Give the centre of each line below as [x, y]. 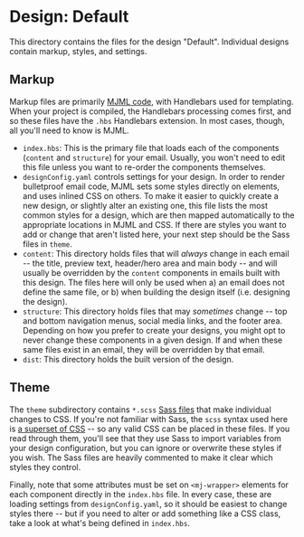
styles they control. [45, 466]
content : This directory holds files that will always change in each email [156, 253]
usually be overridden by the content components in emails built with [151, 272]
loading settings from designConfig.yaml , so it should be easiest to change [148, 504]
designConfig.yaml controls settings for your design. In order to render [153, 176]
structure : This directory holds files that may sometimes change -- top [155, 311]
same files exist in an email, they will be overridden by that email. [143, 349]
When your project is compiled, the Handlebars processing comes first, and [150, 111]
